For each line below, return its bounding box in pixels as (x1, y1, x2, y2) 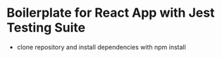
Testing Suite (6, 20, 86, 36)
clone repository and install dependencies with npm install (16, 43, 186, 51)
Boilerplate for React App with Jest (6, 5, 215, 21)
